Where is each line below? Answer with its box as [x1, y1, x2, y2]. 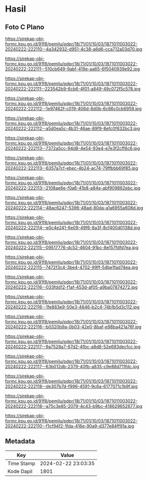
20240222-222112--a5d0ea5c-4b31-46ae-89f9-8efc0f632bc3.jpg [5, 125, 140, 131]
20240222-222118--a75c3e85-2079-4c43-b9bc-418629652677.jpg [5, 403, 143, 409]
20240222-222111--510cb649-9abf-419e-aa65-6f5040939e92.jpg [5, 66, 140, 72]
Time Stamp [7, 460, 36, 467]
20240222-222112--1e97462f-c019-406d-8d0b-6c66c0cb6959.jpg [5, 106, 142, 111]
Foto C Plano [5, 23, 44, 31]
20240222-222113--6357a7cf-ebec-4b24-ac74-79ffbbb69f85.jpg [5, 165, 138, 171]
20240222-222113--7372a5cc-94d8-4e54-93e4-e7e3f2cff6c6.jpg [5, 146, 140, 151]
